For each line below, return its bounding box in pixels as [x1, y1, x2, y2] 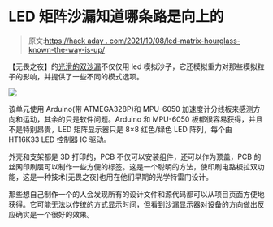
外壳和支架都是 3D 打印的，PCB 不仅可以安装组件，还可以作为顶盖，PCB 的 [8, 152, 262, 161]
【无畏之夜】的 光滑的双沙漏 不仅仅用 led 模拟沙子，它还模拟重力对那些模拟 [8, 62, 258, 71]
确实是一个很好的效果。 [15, 209, 94, 219]
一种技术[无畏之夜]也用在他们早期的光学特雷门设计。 [36, 172, 214, 182]
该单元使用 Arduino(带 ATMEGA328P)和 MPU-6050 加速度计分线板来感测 [8, 104, 253, 113]
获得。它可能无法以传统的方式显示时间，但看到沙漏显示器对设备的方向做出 [8, 199, 258, 209]
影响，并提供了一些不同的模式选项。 [22, 71, 144, 81]
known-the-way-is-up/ [28, 45, 106, 54]
